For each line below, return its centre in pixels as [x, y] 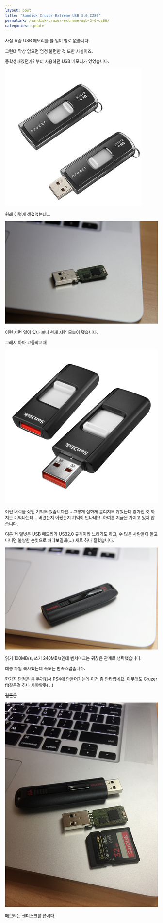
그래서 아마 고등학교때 [26, 342]
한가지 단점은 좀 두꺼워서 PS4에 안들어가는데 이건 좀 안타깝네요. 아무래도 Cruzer [81, 679]
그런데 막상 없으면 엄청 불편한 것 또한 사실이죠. [49, 51]
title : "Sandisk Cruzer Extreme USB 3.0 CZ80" [53, 15]
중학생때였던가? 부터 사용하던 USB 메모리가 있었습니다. [57, 61]
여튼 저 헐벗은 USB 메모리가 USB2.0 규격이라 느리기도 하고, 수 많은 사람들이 [77, 534]
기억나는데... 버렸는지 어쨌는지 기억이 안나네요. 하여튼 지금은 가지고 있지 [82, 517]
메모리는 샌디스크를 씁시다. [30, 915]
